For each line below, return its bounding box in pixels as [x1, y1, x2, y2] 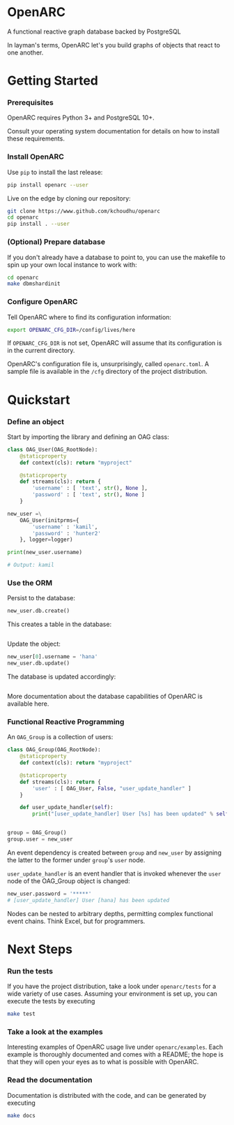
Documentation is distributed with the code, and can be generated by [7, 1091, 207, 1099]
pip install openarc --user [7, 181, 89, 189]
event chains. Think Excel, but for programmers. [7, 917, 146, 925]
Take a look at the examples [7, 1026, 103, 1036]
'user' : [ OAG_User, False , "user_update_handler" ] [32, 785, 192, 792]
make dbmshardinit [7, 280, 61, 287]
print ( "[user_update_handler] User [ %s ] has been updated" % [32, 811, 214, 818]
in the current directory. [7, 347, 75, 355]
